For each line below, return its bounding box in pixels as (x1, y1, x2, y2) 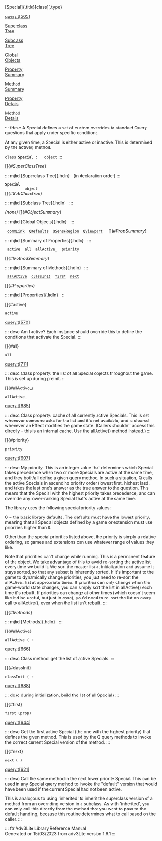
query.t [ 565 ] (5, 14, 30, 19)
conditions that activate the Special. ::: (5, 334, 81, 340)
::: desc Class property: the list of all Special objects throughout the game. (5, 371, 154, 376)
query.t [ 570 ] (5, 320, 30, 325)
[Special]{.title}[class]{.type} (5, 4, 62, 10)
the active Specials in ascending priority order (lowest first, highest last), (5, 480, 150, 485)
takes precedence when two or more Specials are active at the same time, (5, 470, 153, 475)
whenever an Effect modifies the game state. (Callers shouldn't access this (5, 423, 155, 428)
